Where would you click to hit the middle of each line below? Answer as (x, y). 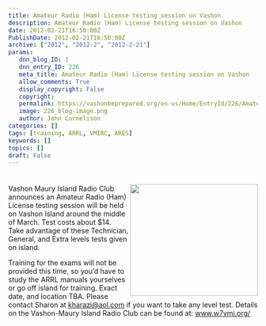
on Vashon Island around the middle (67, 214)
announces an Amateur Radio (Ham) (67, 197)
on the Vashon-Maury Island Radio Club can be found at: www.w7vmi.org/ (129, 313)
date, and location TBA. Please (58, 297)
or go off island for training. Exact (63, 288)
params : (21, 52)
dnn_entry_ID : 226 (49, 67)
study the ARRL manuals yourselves (67, 280)
